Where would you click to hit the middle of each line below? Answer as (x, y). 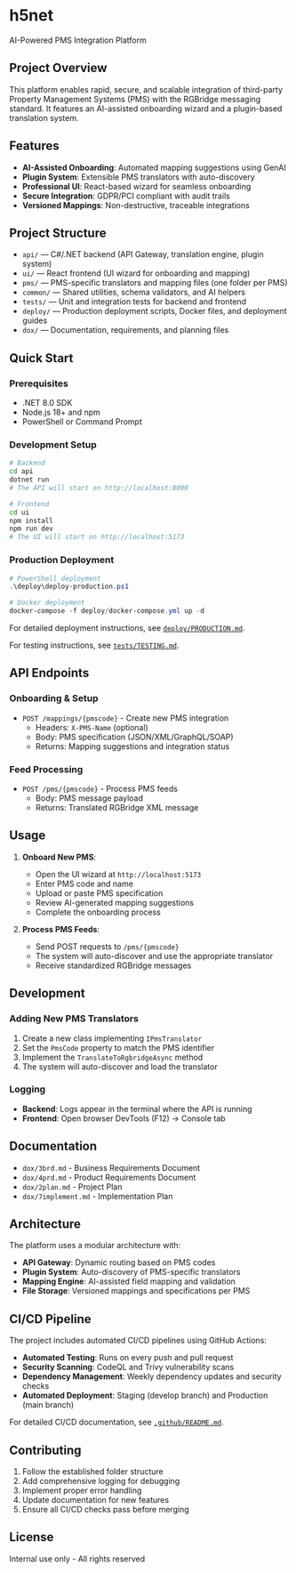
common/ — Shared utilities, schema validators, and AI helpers (134, 292)
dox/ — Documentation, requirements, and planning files (125, 330)
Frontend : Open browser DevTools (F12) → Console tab (124, 1118)
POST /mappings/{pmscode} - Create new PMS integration (125, 718)
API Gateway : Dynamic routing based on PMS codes (119, 1262)
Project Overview (58, 68)
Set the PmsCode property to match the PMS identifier (118, 1047)
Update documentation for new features (96, 1500)
